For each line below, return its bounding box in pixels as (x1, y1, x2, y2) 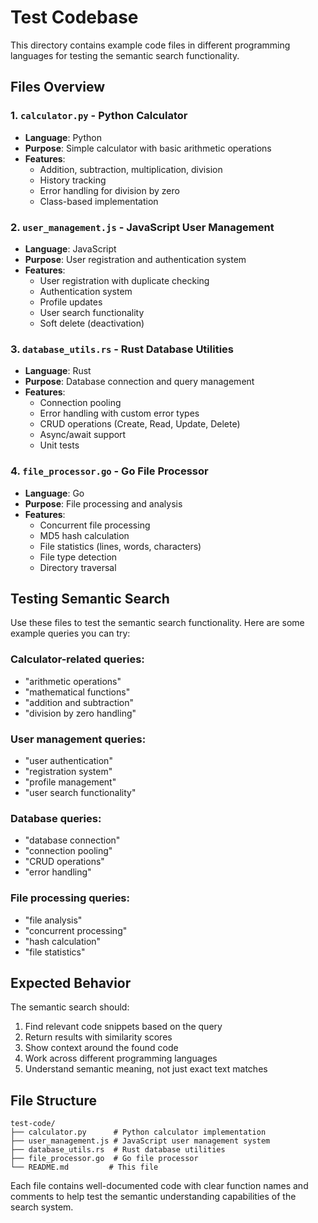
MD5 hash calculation (39, 529, 130, 541)
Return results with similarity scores (24, 1031, 173, 1043)
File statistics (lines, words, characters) (39, 540, 202, 552)
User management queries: (10, 732, 147, 746)
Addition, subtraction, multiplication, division (39, 163, 223, 175)
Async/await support (39, 429, 127, 441)
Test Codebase (10, 6, 139, 29)
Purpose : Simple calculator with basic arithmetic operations (24, 142, 272, 154)
